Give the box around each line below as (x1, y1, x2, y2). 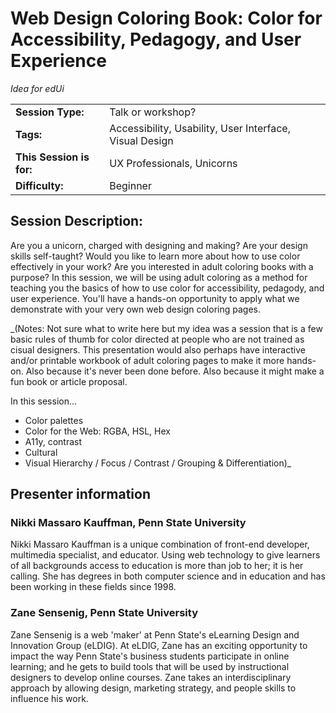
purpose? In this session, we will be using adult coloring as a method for (10, 271, 308, 283)
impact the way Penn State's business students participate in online (10, 650, 290, 662)
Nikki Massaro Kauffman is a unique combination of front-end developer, (10, 538, 310, 551)
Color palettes (24, 414, 84, 426)
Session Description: (10, 213, 144, 230)
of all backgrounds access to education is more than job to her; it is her (10, 560, 304, 572)
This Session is (15, 150, 90, 164)
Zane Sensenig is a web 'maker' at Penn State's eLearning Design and (10, 628, 300, 641)
